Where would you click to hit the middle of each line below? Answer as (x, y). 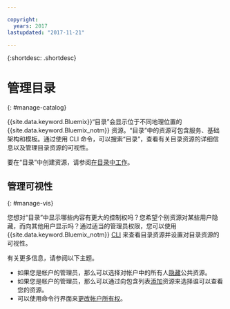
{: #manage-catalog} (37, 108)
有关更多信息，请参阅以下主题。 (52, 258)
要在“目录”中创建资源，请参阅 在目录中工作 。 (70, 162)
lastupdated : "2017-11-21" (46, 32)
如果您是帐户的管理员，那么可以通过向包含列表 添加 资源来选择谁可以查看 (120, 281)
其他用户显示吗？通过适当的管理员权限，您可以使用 (104, 226)
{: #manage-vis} (30, 203)
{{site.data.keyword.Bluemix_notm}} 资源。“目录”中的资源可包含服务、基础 (113, 130)
